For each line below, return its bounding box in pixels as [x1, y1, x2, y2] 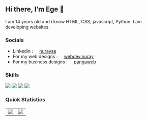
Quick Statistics [5, 96, 46, 103]
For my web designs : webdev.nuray [12, 54, 94, 60]
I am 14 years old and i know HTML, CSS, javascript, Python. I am [5, 18, 142, 24]
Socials [5, 36, 24, 44]
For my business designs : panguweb [12, 59, 97, 65]
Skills [5, 71, 19, 78]
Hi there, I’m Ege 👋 [5, 5, 65, 14]
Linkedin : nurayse [12, 48, 56, 54]
